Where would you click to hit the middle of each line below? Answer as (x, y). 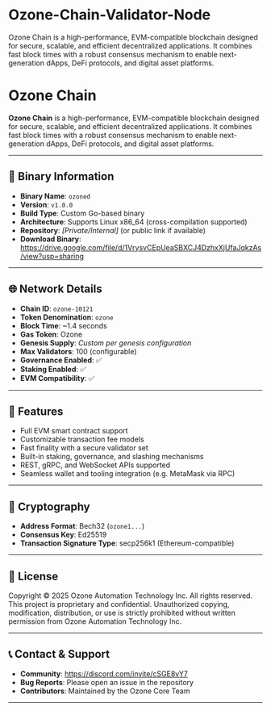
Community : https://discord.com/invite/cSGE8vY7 (104, 673)
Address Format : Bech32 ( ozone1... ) (82, 526)
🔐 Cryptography (49, 506)
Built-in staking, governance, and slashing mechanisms (112, 457)
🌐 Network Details (55, 289)
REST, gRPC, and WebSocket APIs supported (95, 465)
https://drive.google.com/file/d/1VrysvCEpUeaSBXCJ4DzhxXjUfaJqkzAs (141, 247)
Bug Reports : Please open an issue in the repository (107, 682)
